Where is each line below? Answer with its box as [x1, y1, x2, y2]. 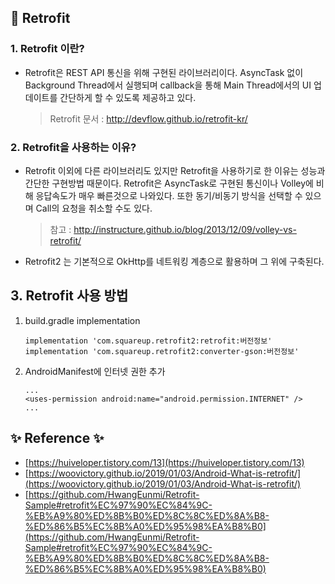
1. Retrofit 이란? [10, 42, 85, 56]
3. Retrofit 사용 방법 [10, 287, 129, 305]
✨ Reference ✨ [10, 430, 105, 447]
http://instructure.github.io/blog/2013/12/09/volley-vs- [73, 223, 297, 235]
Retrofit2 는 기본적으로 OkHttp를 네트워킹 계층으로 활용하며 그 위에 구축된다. [24, 255, 325, 267]
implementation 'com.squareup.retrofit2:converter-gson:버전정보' [24, 346, 300, 356]
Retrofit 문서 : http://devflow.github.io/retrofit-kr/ [49, 112, 248, 125]
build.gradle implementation [24, 314, 141, 326]
